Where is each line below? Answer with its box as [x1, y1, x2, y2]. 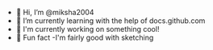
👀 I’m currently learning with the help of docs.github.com [15, 16, 206, 25]
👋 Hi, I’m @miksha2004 [15, 8, 94, 17]
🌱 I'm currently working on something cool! [15, 25, 160, 33]
